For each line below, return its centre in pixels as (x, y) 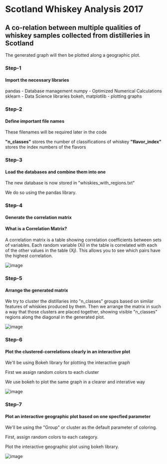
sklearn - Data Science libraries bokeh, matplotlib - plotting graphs (74, 96)
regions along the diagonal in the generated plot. (55, 317)
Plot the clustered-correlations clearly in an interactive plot (68, 351)
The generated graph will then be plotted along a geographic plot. (73, 55)
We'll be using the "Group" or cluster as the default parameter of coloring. (81, 428)
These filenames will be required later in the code (56, 132)
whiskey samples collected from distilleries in (78, 35)
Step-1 (13, 68)
